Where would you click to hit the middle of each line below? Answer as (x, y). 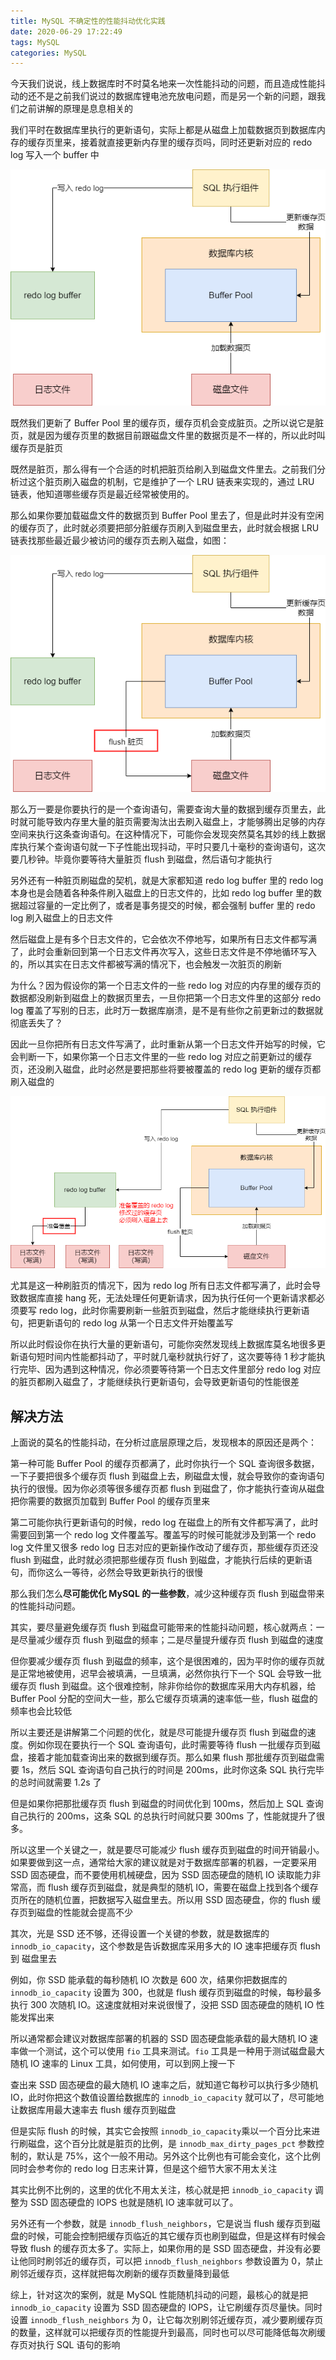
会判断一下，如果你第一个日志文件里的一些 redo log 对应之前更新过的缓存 (161, 1056)
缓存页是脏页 (36, 448)
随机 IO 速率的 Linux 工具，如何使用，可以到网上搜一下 (123, 2063)
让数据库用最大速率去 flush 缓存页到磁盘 (93, 2109)
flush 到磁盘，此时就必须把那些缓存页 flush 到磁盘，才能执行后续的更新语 (161, 1559)
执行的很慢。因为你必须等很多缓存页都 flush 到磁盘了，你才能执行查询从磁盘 (167, 1488)
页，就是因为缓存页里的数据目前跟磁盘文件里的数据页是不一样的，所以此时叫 (168, 436)
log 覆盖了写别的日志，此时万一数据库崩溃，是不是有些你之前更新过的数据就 (167, 1010)
